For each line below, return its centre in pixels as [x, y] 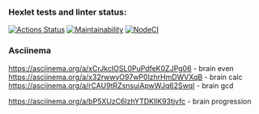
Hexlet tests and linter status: [68, 12]
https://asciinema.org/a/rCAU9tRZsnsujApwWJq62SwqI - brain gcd [121, 85]
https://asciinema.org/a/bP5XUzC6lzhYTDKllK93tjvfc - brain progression [130, 101]
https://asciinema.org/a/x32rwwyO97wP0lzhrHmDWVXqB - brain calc [125, 77]
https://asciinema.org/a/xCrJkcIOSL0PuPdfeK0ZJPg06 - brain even [121, 68]
